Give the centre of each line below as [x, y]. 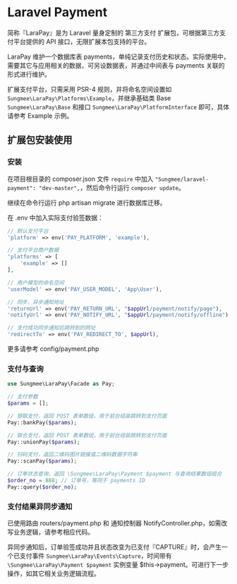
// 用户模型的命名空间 [36, 282]
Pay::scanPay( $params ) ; [42, 461]
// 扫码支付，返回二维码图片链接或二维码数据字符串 [72, 455]
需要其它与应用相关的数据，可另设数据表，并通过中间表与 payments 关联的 [116, 65]
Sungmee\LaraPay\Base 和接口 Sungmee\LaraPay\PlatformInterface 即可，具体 [119, 107]
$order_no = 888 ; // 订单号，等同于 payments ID [77, 481]
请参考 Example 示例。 [40, 115]
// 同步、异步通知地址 [36, 302]
